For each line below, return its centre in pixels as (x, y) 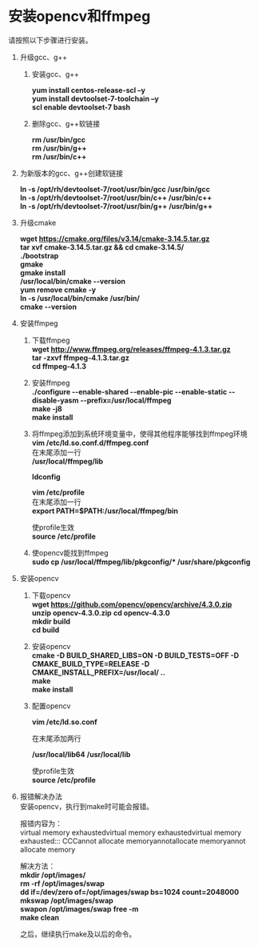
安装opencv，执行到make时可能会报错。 (87, 806)
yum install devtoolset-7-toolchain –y (95, 98)
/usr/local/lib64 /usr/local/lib (81, 754)
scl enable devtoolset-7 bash (81, 107)
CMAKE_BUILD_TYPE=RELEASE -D (91, 663)
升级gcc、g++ (44, 57)
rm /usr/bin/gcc (59, 139)
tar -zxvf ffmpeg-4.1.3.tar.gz (80, 358)
